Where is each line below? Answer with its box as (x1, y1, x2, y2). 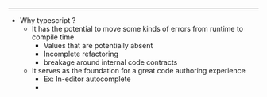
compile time (31, 32, 75, 42)
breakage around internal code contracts (43, 58, 178, 67)
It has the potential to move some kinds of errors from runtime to (31, 24, 244, 33)
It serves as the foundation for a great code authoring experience (31, 66, 246, 75)
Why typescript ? (19, 16, 76, 24)
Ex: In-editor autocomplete (43, 74, 131, 84)
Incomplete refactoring (43, 49, 119, 58)
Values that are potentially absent (43, 41, 153, 50)
